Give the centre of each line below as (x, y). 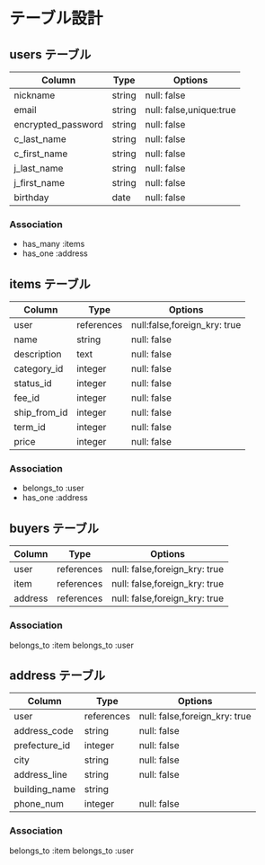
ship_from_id (41, 412)
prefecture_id (42, 746)
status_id (33, 384)
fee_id (27, 398)
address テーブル (57, 675)
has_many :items (53, 244)
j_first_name (40, 183)
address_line (40, 775)
